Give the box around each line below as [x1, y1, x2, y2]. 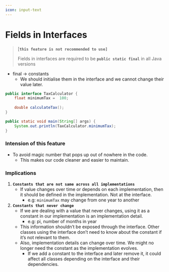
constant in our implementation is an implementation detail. [20, 213, 143, 219]
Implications [5, 169, 36, 176]
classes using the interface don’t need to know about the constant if [20, 229, 162, 235]
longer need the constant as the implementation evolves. [20, 245, 139, 251]
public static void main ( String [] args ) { [5, 119, 96, 124]
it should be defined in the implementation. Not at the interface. [20, 192, 152, 198]
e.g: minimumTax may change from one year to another [27, 197, 140, 203]
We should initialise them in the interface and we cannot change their [20, 76, 164, 82]
